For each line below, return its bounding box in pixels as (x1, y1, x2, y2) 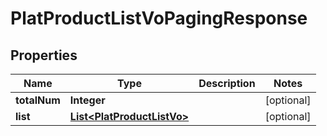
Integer (69, 93, 106, 107)
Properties (10, 47, 78, 64)
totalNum (15, 93, 61, 107)
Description (198, 77, 256, 90)
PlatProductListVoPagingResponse (10, 7, 308, 30)
